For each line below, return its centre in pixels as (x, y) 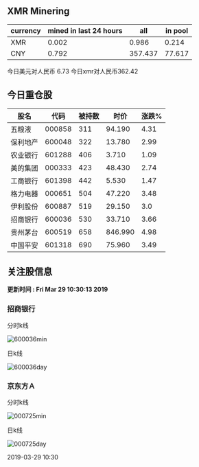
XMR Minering (38, 11)
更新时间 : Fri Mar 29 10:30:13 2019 (58, 289)
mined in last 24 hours (85, 30)
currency (26, 30)
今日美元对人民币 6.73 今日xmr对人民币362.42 (73, 71)
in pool (177, 30)
